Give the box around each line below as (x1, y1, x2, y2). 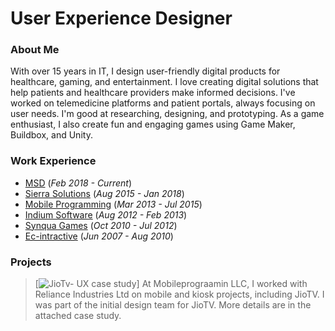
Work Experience (10, 154, 97, 168)
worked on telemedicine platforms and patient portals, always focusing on (10, 97, 316, 109)
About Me (10, 43, 60, 57)
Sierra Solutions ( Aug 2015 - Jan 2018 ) (24, 187, 185, 199)
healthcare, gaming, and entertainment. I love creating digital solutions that (10, 76, 319, 88)
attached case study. (34, 310, 122, 322)
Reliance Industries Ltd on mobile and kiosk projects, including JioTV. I (34, 288, 325, 301)
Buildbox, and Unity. (10, 129, 93, 141)
